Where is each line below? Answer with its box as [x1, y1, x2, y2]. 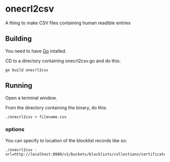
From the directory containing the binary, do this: [5, 104, 107, 110]
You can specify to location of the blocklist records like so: [5, 137, 127, 143]
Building [5, 34, 32, 43]
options [5, 126, 25, 133]
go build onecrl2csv [5, 67, 49, 72]
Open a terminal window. [5, 95, 57, 101]
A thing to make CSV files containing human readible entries [5, 20, 131, 26]
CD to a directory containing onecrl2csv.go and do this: [5, 58, 121, 64]
